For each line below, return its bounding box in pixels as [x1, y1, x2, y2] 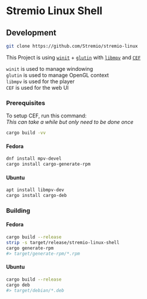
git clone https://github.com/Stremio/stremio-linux [6, 43, 138, 49]
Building [6, 206, 31, 215]
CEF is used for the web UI [6, 84, 69, 91]
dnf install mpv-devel [6, 156, 62, 162]
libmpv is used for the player [6, 78, 75, 85]
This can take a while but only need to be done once [6, 119, 133, 126]
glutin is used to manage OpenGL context [6, 71, 109, 78]
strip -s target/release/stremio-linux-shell [6, 239, 119, 245]
